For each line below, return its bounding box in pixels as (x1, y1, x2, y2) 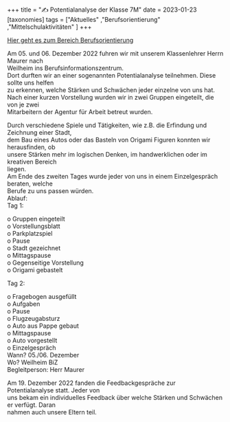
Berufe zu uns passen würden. (7, 187, 94, 195)
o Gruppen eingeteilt (7, 215, 65, 223)
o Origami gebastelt (7, 266, 63, 274)
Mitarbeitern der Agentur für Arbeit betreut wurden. (7, 108, 153, 115)
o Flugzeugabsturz (7, 315, 60, 322)
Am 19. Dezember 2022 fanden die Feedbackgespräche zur (7, 379, 176, 387)
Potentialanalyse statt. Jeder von (7, 386, 100, 394)
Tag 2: (7, 279, 25, 287)
